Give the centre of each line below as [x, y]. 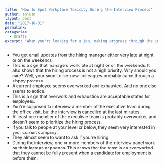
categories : [17, 32]
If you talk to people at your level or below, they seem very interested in [83, 127]
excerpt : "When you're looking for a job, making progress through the [79, 41]
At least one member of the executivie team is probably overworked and [84, 116]
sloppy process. [28, 81]
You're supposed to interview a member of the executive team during [81, 106]
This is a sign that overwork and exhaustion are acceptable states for [81, 96]
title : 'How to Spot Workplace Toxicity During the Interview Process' [79, 9]
